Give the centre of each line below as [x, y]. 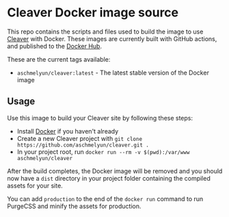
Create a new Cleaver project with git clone [79, 138]
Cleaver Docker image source [93, 13]
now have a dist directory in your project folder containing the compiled [109, 178]
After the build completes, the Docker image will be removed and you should [115, 171]
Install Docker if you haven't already [68, 131]
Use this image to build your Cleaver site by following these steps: [100, 118]
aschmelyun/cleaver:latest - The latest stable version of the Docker [113, 73]
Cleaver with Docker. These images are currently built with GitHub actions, [112, 38]
